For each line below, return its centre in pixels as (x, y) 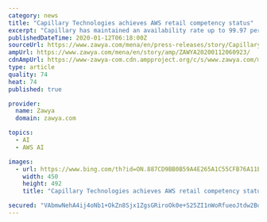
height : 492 (42, 184)
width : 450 (41, 176)
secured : (23, 206)
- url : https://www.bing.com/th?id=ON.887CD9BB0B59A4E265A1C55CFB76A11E (138, 169)
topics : (21, 133)
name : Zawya (35, 111)
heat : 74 (23, 82)
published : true (35, 89)
